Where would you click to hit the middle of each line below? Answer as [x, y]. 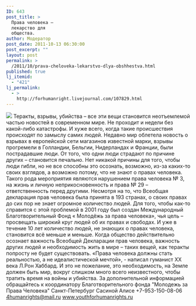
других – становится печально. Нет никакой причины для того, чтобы [93, 159]
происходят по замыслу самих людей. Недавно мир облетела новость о [97, 135]
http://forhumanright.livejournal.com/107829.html [80, 98]
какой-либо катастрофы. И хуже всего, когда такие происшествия [90, 128]
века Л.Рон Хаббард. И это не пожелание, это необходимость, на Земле [97, 266]
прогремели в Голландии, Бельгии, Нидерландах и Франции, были [90, 147]
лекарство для [28, 28]
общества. [23, 33]
